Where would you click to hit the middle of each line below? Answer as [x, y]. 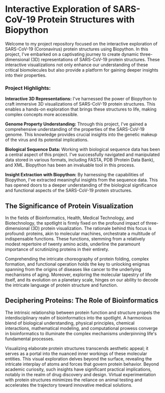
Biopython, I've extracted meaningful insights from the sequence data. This [82, 180]
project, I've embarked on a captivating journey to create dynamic [72, 54]
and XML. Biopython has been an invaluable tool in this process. [70, 165]
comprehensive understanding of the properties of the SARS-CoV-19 [75, 129]
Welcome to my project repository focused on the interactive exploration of [81, 43]
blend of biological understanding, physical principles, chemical [70, 323]
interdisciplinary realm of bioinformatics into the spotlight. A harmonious [78, 317]
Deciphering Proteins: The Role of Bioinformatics [82, 300]
